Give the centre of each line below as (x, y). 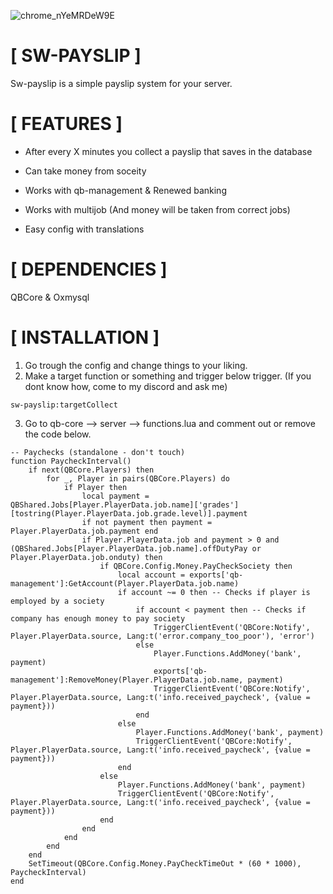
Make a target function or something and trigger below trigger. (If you (168, 376)
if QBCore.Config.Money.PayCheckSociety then (196, 566)
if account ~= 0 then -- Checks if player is (214, 592)
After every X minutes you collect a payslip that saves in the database (168, 151)
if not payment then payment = (147, 522)
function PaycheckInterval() (71, 461)
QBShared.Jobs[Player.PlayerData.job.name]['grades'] (125, 505)
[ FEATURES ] (66, 124)
